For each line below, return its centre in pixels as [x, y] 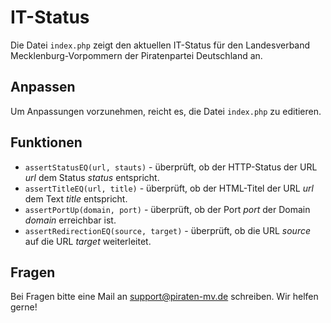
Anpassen [43, 87]
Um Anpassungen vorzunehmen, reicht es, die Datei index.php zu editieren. [166, 111]
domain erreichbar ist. [70, 220]
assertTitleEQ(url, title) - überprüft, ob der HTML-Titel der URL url [169, 188]
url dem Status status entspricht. [92, 177]
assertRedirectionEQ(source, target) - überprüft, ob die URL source [167, 230]
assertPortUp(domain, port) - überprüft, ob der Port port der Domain [167, 209]
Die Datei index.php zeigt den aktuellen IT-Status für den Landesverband [160, 45]
